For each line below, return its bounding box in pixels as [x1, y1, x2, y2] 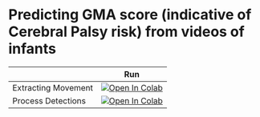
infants [8, 40, 57, 58]
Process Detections [12, 95, 87, 106]
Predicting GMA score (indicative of [8, 6, 252, 24]
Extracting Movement [12, 82, 94, 93]
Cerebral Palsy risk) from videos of [8, 22, 245, 41]
